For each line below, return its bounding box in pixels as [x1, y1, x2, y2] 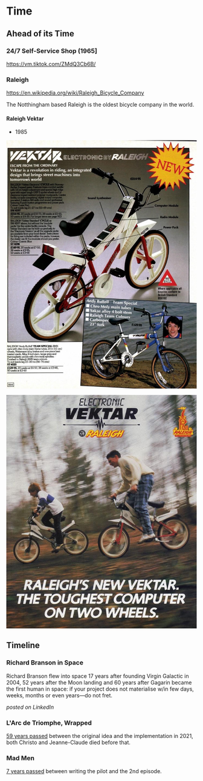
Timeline [6, 640, 40, 651]
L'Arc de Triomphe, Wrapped [6, 719, 92, 727]
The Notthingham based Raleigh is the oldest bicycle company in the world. [6, 101, 195, 109]
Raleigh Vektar [6, 115, 44, 122]
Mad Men [6, 754, 35, 762]
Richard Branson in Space [6, 659, 83, 667]
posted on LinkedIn [6, 703, 54, 711]
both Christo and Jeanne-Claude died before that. [6, 739, 131, 746]
